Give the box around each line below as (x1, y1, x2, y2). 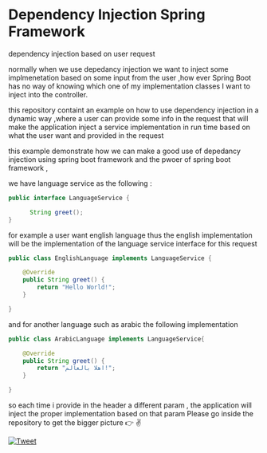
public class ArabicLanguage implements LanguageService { (8, 335, 205, 343)
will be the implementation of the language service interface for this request (8, 238, 257, 248)
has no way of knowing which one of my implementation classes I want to (8, 81, 251, 91)
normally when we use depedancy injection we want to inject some (8, 64, 229, 73)
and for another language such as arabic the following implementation (8, 319, 238, 329)
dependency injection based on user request (8, 49, 155, 58)
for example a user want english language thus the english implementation (8, 230, 253, 240)
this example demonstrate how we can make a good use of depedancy (8, 146, 241, 156)
